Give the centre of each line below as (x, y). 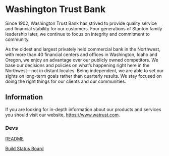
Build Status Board (24, 149)
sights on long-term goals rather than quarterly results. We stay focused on (84, 76)
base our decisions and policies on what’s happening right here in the (77, 65)
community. (17, 39)
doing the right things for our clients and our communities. (66, 81)
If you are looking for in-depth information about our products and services (83, 109)
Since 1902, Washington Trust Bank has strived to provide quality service (81, 23)
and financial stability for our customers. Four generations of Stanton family (84, 28)
